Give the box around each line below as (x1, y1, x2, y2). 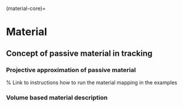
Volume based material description (6, 93, 108, 101)
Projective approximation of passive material (6, 66, 136, 74)
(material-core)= (6, 5, 46, 12)
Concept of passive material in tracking (6, 48, 153, 58)
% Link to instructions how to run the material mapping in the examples (6, 79, 177, 86)
